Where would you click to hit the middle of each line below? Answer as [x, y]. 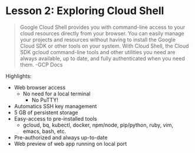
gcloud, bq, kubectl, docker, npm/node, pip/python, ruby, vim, [98, 125]
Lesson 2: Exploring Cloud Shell [85, 11]
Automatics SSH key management [55, 106]
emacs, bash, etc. [44, 131]
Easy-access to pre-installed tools [55, 118]
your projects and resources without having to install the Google [98, 39]
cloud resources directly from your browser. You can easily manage [102, 33]
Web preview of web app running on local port [70, 144]
